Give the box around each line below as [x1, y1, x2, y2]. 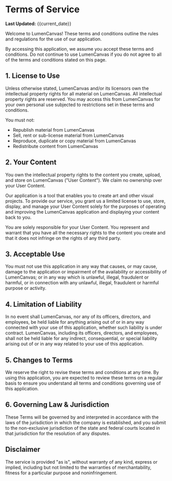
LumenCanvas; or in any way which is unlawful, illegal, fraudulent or [5, 274, 149, 280]
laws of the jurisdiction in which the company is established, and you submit [5, 419, 166, 426]
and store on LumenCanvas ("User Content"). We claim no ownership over [5, 177, 163, 183]
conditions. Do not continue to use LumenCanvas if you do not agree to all [5, 51, 162, 57]
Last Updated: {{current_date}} [5, 20, 72, 27]
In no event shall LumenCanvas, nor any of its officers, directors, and [5, 313, 151, 320]
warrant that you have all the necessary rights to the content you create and [5, 229, 165, 236]
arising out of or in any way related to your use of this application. [5, 341, 144, 347]
